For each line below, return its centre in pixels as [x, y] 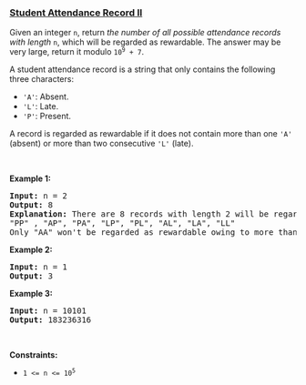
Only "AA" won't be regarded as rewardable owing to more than [153, 233]
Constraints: [34, 355]
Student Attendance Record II [76, 13]
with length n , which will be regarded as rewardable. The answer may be [145, 42]
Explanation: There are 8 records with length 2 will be [139, 214]
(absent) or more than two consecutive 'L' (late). [102, 144]
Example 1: [31, 178]
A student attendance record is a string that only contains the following [143, 69]
